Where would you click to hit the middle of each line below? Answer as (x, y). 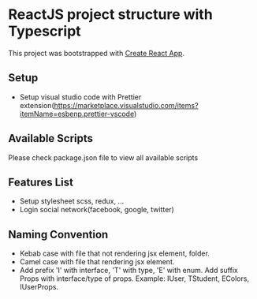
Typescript (45, 31)
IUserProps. (39, 287)
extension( (37, 105)
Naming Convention (58, 234)
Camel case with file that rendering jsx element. (97, 262)
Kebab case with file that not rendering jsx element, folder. (115, 253)
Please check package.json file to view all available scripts (103, 157)
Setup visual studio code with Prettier (80, 97)
